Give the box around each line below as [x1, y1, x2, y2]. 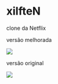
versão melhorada [6, 36, 52, 43]
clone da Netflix [6, 24, 46, 32]
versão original [6, 59, 44, 66]
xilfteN [6, 4, 41, 18]
